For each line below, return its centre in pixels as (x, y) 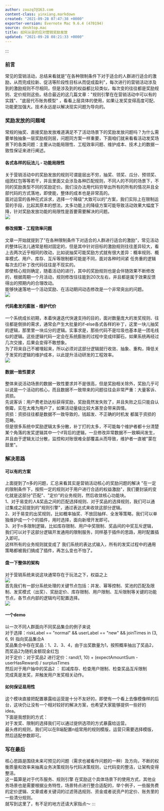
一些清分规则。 (20, 798)
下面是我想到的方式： (26, 717)
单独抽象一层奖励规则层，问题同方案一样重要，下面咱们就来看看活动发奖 (82, 138)
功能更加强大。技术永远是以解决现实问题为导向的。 (56, 107)
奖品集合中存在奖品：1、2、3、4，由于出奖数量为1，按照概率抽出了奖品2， (81, 645)
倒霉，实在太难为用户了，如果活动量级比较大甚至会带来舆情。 (67, 408)
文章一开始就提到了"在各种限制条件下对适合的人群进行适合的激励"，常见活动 (82, 240)
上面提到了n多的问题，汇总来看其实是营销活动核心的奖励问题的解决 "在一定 (81, 483)
